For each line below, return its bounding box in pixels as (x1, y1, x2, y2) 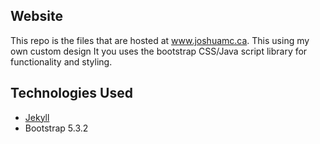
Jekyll (24, 111, 50, 123)
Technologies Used (10, 85, 133, 102)
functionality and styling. (10, 55, 113, 68)
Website (10, 8, 63, 25)
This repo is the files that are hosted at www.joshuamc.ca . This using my (10, 34, 310, 46)
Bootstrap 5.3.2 (24, 122, 89, 134)
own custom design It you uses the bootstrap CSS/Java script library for (10, 45, 308, 57)
